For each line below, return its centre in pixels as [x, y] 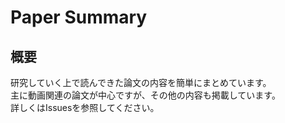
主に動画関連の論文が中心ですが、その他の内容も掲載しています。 [145, 95]
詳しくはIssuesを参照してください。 [85, 107]
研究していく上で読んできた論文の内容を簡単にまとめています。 [141, 82]
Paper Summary [79, 17]
